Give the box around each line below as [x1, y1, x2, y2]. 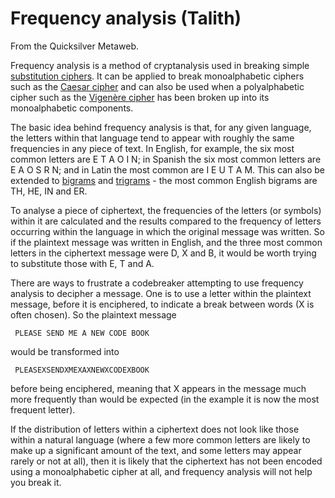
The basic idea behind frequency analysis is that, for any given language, [10, 121, 312, 133]
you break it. [10, 476, 62, 488]
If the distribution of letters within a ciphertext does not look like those [10, 423, 300, 435]
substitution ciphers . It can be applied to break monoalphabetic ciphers [10, 70, 305, 82]
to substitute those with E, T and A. [10, 257, 155, 269]
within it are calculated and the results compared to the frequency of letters [10, 215, 322, 227]
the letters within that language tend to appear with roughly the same [10, 132, 295, 144]
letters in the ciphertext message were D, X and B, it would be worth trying [10, 247, 317, 259]
